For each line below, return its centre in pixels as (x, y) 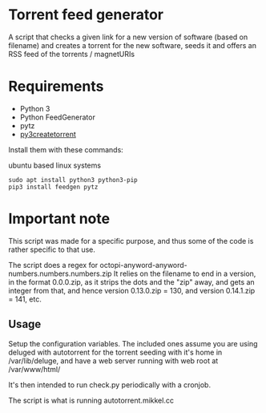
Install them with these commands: (66, 149)
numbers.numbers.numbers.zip (60, 273)
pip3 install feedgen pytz (53, 187)
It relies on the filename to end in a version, (185, 273)
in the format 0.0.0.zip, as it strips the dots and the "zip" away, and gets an (131, 281)
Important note (59, 219)
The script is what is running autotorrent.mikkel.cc (91, 400)
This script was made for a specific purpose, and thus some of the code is (131, 241)
